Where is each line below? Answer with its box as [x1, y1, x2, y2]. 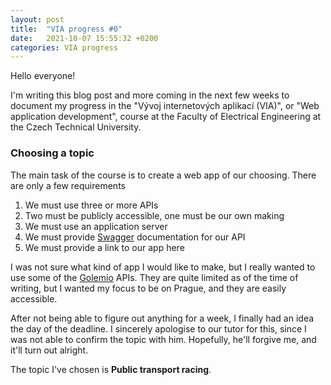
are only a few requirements [10, 179, 126, 191]
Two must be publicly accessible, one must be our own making [24, 209, 285, 221]
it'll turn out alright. [10, 344, 89, 356]
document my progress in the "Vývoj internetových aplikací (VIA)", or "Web [10, 100, 320, 112]
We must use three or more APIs [24, 199, 159, 211]
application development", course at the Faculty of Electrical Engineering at [10, 111, 322, 123]
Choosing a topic [10, 146, 95, 160]
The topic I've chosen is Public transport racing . [10, 363, 212, 375]
